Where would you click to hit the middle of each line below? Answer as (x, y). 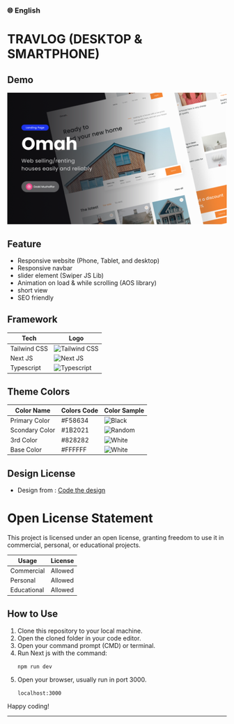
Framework (32, 319)
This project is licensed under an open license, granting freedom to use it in (116, 538)
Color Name (33, 410)
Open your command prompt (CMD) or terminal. (86, 645)
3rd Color (24, 440)
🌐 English (24, 10)
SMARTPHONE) (53, 54)
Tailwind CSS (29, 348)
